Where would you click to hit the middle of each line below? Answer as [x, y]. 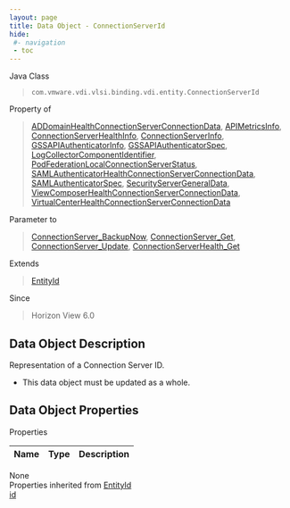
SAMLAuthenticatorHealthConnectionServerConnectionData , [143, 174]
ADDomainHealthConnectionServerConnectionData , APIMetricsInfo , [157, 127]
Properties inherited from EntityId [70, 485]
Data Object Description [77, 343]
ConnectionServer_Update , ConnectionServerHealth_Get [136, 246]
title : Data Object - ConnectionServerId [87, 26]
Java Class [29, 76]
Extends [25, 263]
